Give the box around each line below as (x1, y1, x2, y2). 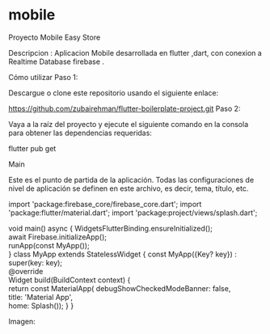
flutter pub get (8, 143, 57, 153)
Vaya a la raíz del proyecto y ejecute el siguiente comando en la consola (8, 119, 249, 129)
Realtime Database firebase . (8, 57, 105, 66)
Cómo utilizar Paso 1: (8, 72, 78, 82)
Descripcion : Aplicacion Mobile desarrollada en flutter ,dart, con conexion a (8, 48, 263, 57)
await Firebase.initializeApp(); (8, 232, 108, 242)
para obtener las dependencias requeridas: (8, 128, 152, 137)
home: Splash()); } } (8, 301, 74, 311)
